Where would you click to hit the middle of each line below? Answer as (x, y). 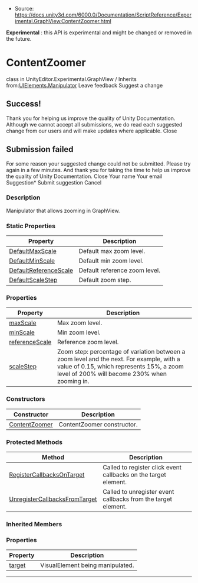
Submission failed (40, 149)
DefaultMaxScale (33, 251)
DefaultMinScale (32, 261)
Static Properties (31, 226)
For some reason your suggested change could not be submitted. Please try (98, 163)
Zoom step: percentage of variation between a (121, 352)
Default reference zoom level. (120, 270)
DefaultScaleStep (33, 280)
